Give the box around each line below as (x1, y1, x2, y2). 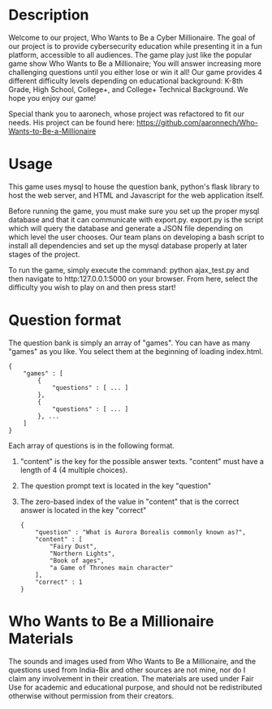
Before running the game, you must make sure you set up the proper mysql (8, 206, 260, 216)
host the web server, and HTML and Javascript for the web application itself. (8, 190, 265, 200)
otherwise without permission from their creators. (8, 690, 175, 701)
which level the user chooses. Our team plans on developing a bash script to (8, 232, 265, 242)
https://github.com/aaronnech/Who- (136, 117, 258, 127)
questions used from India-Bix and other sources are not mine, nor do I (8, 665, 246, 675)
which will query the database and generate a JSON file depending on (8, 223, 244, 233)
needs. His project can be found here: (8, 117, 136, 127)
